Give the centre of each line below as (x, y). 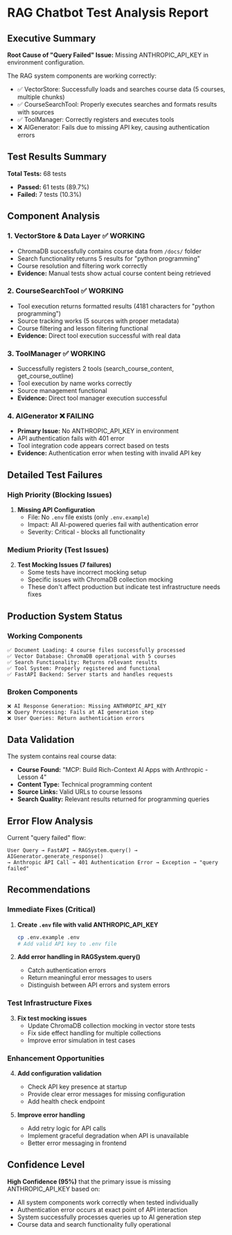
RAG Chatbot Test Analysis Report (108, 13)
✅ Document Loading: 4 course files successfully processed (96, 650)
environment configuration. (46, 62)
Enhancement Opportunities (56, 1058)
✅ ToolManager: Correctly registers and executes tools (96, 120)
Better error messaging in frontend (77, 1143)
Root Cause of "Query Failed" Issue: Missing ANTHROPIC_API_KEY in (108, 55)
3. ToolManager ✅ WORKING (56, 353)
